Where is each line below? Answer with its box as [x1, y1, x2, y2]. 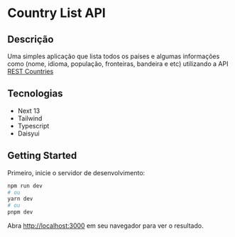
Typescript [17, 121, 50, 130]
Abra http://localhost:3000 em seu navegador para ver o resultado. [7, 221, 204, 230]
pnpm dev [7, 209, 33, 216]
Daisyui [17, 129, 40, 138]
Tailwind [17, 114, 43, 122]
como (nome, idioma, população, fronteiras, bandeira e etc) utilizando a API [7, 60, 229, 68]
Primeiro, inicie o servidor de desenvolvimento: [7, 168, 146, 177]
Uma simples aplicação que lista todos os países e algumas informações [7, 52, 220, 60]
